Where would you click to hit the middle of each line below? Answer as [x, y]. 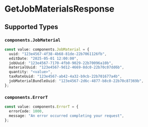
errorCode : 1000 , [26, 111]
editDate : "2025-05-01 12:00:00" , [44, 58]
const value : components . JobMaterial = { [47, 49]
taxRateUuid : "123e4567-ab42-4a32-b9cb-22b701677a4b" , [66, 77]
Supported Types [32, 27]
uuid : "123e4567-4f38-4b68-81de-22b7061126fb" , [58, 54]
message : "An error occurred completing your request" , [66, 116]
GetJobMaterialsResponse [59, 9]
